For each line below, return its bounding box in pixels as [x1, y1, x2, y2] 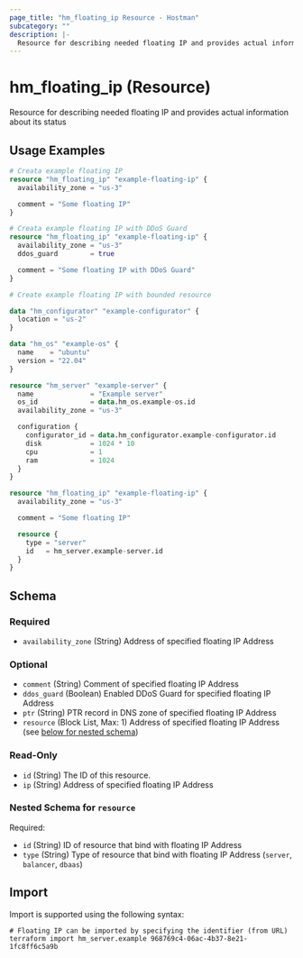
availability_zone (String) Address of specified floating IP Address [22, 635, 274, 646]
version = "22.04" [17, 356, 87, 365]
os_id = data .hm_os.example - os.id [17, 397, 196, 406]
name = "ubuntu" [17, 348, 91, 357]
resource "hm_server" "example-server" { [9, 380, 168, 390]
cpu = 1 [25, 447, 103, 456]
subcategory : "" [9, 22, 70, 31]
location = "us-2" [17, 315, 87, 324]
